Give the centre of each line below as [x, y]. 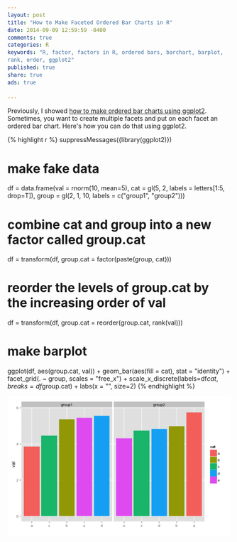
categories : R [28, 45]
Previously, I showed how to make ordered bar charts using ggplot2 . [107, 111]
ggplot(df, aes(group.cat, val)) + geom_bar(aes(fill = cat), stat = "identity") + [119, 371]
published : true [31, 67]
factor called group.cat [76, 240]
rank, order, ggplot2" [41, 60]
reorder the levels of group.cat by [108, 288]
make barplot [47, 351]
